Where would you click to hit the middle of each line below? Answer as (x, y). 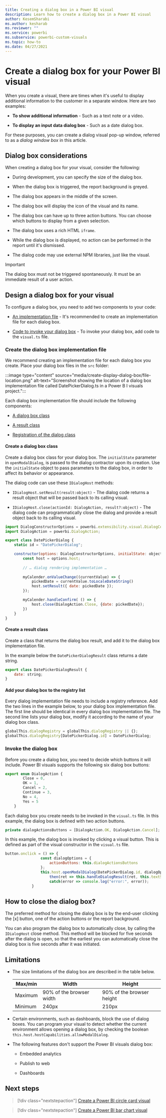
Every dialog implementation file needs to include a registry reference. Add (82, 701)
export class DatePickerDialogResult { (46, 670)
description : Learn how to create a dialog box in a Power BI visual (78, 14)
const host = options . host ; (52, 559)
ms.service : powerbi (26, 33)
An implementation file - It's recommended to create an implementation (85, 317)
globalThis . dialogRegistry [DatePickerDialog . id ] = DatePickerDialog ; (78, 736)
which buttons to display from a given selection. (61, 221)
